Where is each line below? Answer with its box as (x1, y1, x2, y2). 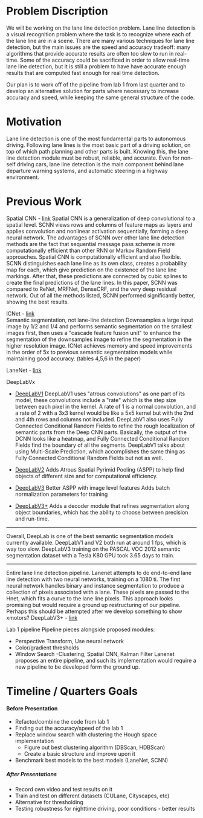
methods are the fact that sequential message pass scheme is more (6, 240, 175, 247)
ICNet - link (6, 310, 35, 317)
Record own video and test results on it (14, 786, 113, 793)
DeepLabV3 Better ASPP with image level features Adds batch (14, 484, 170, 491)
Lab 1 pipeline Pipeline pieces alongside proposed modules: (6, 626, 155, 633)
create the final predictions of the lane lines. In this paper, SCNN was (6, 279, 178, 286)
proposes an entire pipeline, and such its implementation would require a (14, 657, 196, 664)
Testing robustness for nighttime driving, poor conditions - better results (14, 805, 195, 813)
